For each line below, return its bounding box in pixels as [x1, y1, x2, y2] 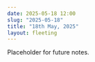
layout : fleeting [7, 29, 58, 37]
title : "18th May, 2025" [7, 23, 79, 30]
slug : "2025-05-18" [7, 17, 64, 23]
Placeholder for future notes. [7, 48, 89, 56]
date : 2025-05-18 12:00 [7, 10, 76, 17]
